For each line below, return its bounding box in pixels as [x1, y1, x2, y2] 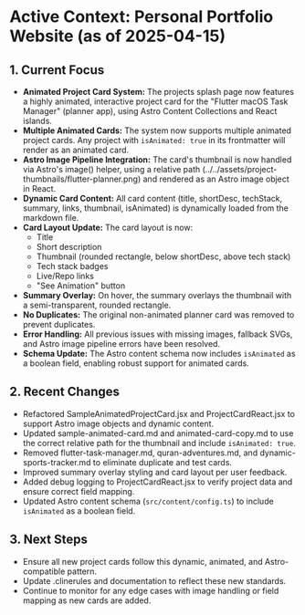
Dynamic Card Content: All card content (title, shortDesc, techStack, [22, 193, 283, 203]
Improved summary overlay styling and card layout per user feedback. [22, 466, 288, 477]
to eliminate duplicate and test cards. [92, 456, 233, 467]
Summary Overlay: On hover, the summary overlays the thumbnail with [22, 290, 292, 300]
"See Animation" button [36, 280, 126, 291]
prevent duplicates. [22, 319, 96, 329]
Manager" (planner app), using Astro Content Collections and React [22, 106, 278, 116]
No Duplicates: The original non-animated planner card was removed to [22, 309, 295, 320]
